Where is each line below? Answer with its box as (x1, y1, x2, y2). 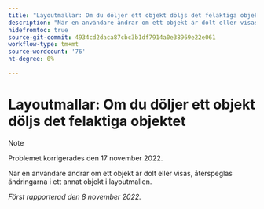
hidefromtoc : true (8, 26, 68, 34)
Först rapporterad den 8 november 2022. (8, 192, 141, 201)
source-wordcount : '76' (8, 48, 86, 56)
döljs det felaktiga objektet (8, 113, 186, 130)
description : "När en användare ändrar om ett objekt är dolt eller (8, 19, 237, 27)
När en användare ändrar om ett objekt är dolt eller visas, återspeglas (8, 168, 233, 178)
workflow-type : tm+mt (8, 41, 79, 49)
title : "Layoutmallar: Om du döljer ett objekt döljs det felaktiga (8, 11, 237, 20)
